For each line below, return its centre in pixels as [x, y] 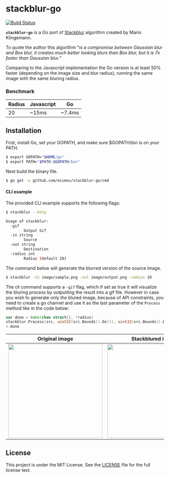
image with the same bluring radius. [43, 78]
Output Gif [35, 230]
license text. [18, 470]
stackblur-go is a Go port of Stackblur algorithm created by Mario [74, 32]
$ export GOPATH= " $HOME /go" [35, 157]
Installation [24, 131]
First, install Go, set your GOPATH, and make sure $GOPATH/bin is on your [82, 143]
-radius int [23, 254]
